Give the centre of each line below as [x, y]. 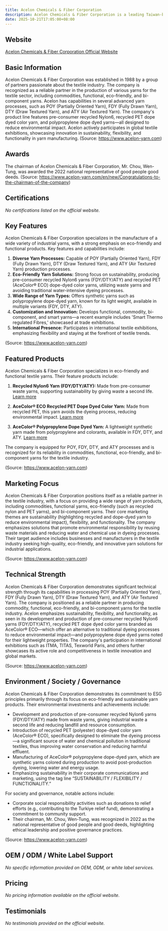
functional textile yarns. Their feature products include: [62, 376]
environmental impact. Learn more [48, 417]
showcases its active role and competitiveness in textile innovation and [78, 650]
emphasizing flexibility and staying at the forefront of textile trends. [81, 333]
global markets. [21, 656]
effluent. [21, 752]
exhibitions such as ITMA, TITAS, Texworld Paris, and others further [75, 645]
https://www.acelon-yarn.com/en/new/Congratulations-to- [100, 177]
